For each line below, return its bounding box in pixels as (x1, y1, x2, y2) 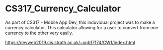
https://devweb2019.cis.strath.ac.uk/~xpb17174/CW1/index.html (5, 39, 135, 45)
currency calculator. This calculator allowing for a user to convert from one (5, 24, 159, 30)
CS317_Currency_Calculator (5, 3, 121, 14)
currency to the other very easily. (5, 30, 73, 36)
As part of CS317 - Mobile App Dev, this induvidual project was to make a (5, 19, 155, 25)
